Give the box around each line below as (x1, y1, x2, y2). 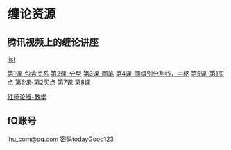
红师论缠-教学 (7, 93, 47, 101)
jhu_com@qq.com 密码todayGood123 (7, 135, 114, 143)
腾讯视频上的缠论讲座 (7, 36, 99, 48)
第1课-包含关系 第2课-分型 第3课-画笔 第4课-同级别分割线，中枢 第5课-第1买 (7, 69, 224, 77)
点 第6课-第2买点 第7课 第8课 (7, 78, 92, 86)
